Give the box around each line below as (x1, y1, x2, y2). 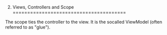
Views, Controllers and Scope (12, 4, 74, 10)
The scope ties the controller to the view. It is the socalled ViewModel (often (5, 19, 162, 25)
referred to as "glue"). (5, 24, 51, 30)
